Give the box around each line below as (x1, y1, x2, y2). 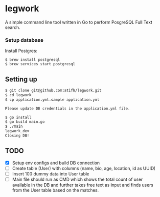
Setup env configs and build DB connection (12, 160, 100, 166)
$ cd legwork (5, 92, 32, 97)
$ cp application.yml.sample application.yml (5, 97, 99, 102)
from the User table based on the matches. (12, 187, 99, 193)
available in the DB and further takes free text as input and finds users (12, 182, 154, 188)
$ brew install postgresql (5, 57, 60, 62)
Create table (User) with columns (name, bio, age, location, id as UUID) (12, 165, 156, 171)
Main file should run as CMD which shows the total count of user (12, 176, 143, 182)
